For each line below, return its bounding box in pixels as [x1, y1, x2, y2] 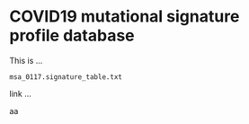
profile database [9, 25, 135, 46]
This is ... [9, 55, 43, 66]
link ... [9, 88, 31, 99]
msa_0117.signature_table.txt [9, 72, 123, 82]
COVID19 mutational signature [9, 6, 240, 27]
